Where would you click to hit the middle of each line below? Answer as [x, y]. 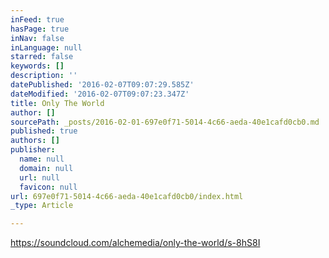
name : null [42, 159]
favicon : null [48, 187]
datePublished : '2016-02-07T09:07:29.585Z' [102, 85]
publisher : [33, 150]
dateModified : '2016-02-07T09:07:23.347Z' [100, 94]
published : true [44, 131]
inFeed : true [37, 19]
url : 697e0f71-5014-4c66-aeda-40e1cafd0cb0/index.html [127, 196]
